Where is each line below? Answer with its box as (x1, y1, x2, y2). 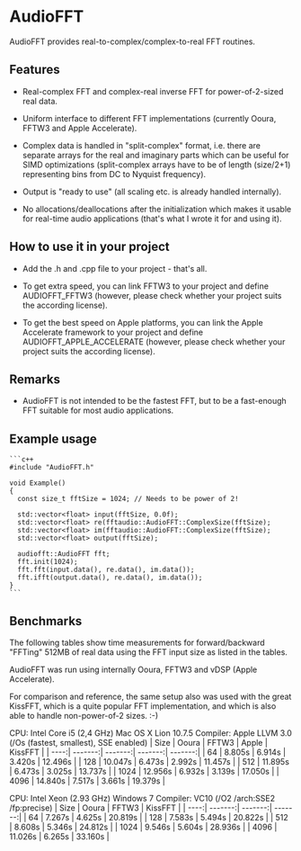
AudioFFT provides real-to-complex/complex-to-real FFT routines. (9, 36, 256, 47)
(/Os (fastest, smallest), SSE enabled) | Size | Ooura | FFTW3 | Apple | (9, 738, 268, 748)
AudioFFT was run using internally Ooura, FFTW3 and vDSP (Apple (9, 664, 258, 675)
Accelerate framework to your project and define (22, 327, 204, 337)
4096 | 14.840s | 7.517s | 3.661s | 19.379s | (9, 775, 166, 786)
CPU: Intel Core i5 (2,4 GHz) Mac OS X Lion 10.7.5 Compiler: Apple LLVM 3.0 (9, 728, 292, 739)
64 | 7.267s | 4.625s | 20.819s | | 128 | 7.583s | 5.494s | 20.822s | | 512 (28, 812, 289, 822)
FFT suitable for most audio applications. (22, 405, 174, 416)
